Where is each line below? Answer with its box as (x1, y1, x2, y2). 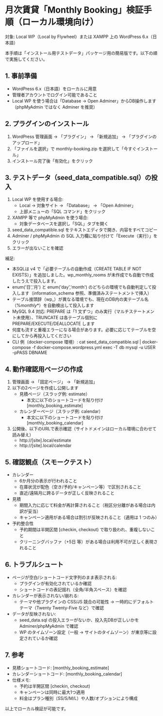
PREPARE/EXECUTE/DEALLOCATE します (12, 321, 95, 327)
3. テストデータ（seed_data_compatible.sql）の (5, 174, 151, 182)
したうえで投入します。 (12, 278, 59, 284)
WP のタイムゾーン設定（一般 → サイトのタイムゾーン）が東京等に (19, 629, 153, 635)
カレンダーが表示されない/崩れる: (12, 593, 79, 599)
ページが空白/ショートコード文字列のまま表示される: (12, 574, 117, 580)
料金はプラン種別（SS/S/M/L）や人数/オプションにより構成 (19, 695, 138, 701)
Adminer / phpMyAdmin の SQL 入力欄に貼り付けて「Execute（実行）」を (12, 233, 158, 239)
